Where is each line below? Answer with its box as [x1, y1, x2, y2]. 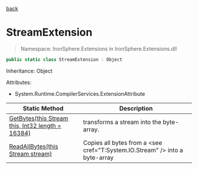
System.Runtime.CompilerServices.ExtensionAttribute [14, 90, 146, 97]
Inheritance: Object [6, 67, 53, 74]
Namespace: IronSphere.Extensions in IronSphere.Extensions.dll [20, 45, 177, 52]
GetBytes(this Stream [9, 114, 69, 122]
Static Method [22, 104, 64, 112]
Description [119, 104, 153, 112]
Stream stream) [9, 149, 52, 158]
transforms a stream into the [82, 118, 161, 126]
